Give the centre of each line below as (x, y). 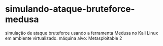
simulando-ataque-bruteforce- (70, 9)
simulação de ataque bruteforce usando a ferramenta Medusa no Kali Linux (82, 33)
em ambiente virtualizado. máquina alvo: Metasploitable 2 (64, 38)
